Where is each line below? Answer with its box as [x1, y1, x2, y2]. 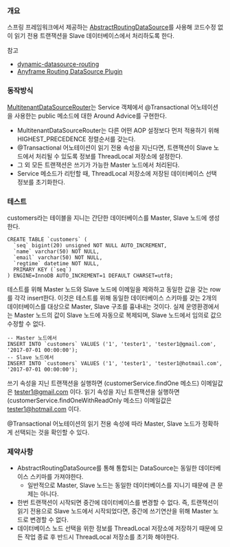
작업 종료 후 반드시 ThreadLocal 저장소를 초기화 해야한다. [24, 533, 179, 541]
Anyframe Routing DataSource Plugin [16, 68, 123, 76]
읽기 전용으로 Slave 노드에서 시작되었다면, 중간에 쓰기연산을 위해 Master [16, 507, 211, 515]
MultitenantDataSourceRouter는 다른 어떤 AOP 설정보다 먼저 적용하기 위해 [16, 126, 220, 134]
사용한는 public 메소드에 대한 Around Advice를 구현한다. [14, 112, 167, 120]
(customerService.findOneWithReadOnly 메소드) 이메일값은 [7, 396, 172, 404]
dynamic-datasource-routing [16, 60, 100, 68]
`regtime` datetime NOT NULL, [13, 260, 100, 267]
